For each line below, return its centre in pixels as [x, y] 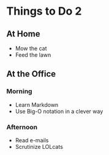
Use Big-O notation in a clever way [59, 111]
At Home [24, 34]
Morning [19, 92]
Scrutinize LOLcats [39, 146]
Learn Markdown [37, 104]
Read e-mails [32, 140]
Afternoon [22, 127]
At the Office [31, 74]
